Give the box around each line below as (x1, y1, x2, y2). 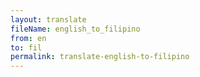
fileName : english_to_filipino (10, 24, 141, 34)
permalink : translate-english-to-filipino (10, 52, 190, 62)
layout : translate (10, 14, 87, 25)
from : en (10, 33, 47, 43)
